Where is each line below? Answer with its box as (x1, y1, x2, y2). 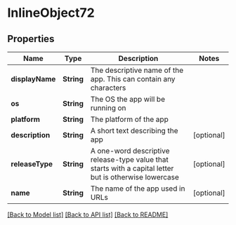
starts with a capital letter (90, 163, 174, 173)
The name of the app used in (90, 184, 185, 193)
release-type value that (90, 155, 169, 164)
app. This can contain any (90, 74, 176, 83)
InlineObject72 (7, 5, 95, 21)
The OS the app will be (90, 95, 165, 104)
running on (90, 103, 126, 113)
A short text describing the (90, 126, 178, 135)
